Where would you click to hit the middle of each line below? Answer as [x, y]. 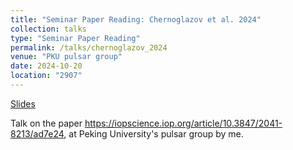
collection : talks [48, 29]
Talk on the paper [46, 123]
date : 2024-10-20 [46, 66]
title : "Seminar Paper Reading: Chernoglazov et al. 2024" [136, 19]
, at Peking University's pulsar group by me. [153, 133]
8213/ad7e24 [37, 133]
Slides [23, 103]
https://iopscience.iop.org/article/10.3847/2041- [183, 123]
